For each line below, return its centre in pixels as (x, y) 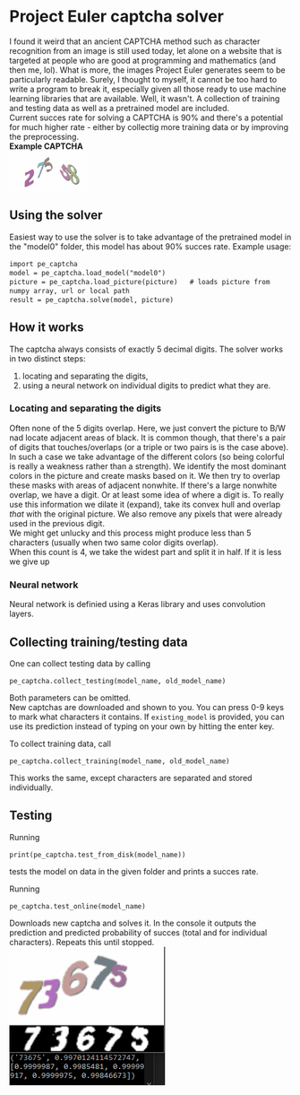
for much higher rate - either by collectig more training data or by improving (149, 126)
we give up (30, 561)
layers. (21, 614)
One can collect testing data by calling (80, 663)
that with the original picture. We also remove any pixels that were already (146, 514)
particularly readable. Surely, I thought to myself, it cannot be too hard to (143, 79)
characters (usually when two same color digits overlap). (114, 542)
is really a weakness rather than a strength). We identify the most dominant (148, 466)
